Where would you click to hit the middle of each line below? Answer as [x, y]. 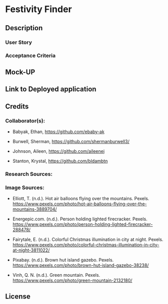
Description [24, 28]
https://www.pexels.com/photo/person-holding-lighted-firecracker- [82, 224]
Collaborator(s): [25, 120]
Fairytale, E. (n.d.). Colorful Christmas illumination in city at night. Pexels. [88, 239]
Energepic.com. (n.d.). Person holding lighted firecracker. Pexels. [80, 219]
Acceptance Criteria [30, 55]
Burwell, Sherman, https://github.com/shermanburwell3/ [71, 141]
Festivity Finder [38, 9]
